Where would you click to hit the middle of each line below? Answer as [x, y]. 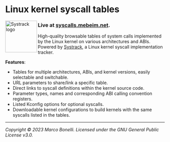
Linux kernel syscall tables [62, 9]
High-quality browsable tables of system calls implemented [100, 36]
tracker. [46, 52]
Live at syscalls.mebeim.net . [74, 25]
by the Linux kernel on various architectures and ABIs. [94, 42]
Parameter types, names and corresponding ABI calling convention [82, 94]
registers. [23, 99]
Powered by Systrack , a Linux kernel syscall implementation [100, 47]
